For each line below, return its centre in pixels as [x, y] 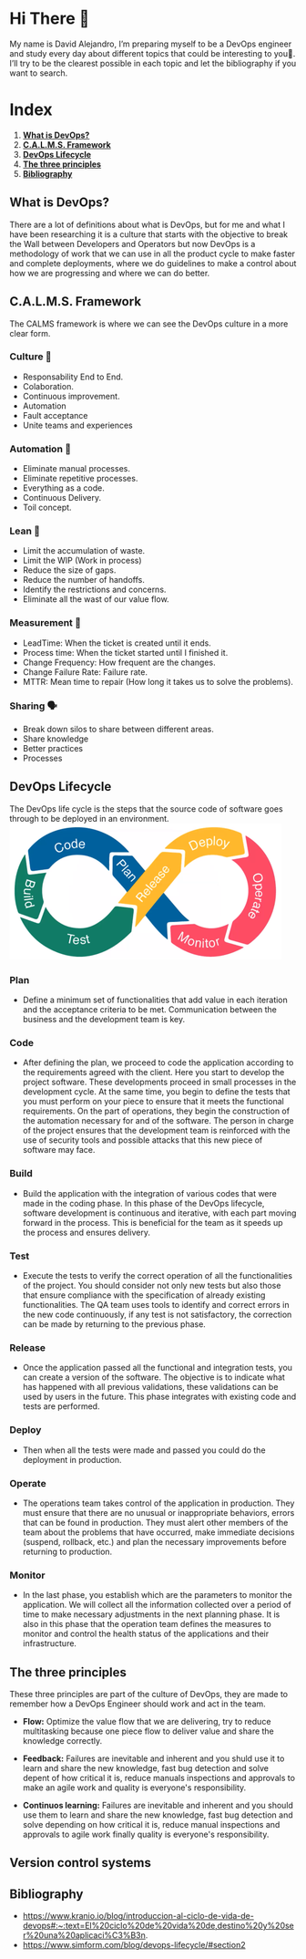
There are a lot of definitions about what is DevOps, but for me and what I [147, 224]
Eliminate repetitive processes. [80, 479]
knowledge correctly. [62, 1740]
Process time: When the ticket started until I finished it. [125, 652]
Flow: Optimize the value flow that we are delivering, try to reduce [147, 1721]
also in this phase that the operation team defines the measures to [147, 1624]
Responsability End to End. [73, 377]
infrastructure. [50, 1643]
